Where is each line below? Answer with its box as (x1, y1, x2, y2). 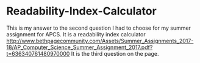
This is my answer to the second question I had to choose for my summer (6, 24, 191, 31)
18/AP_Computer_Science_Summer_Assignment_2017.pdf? (6, 44, 153, 51)
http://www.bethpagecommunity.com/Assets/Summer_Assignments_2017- (6, 37, 194, 44)
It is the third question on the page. (71, 50, 159, 57)
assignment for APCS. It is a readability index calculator (6, 30, 146, 38)
